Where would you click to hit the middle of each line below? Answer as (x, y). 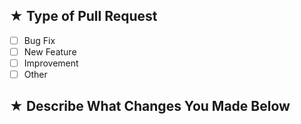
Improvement (51, 63)
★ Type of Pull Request (83, 16)
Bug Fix (39, 40)
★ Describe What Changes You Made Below (150, 106)
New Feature (50, 51)
